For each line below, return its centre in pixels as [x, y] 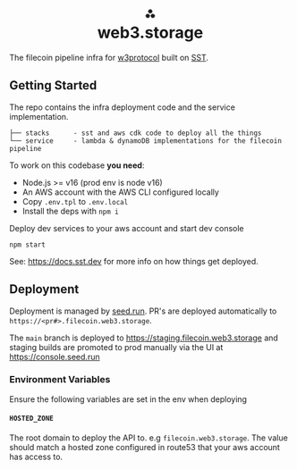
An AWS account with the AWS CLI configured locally [120, 192]
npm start [28, 245]
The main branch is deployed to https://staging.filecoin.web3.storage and [144, 338]
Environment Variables [60, 380]
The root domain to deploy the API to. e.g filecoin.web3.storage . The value [148, 438]
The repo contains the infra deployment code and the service [122, 107]
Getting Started [53, 85]
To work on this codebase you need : [77, 165]
